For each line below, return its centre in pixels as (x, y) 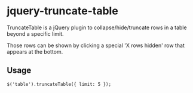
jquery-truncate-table (62, 11)
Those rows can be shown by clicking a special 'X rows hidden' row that (96, 45)
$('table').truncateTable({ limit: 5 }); (59, 84)
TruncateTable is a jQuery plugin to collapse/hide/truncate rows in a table (97, 27)
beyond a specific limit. (36, 33)
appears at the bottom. (35, 51)
